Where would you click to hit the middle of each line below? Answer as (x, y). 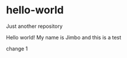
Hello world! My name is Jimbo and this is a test (64, 37)
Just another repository (35, 26)
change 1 (17, 48)
